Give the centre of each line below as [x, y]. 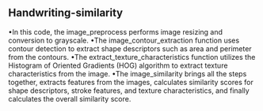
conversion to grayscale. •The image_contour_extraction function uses [124, 40]
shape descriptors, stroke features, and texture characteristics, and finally [129, 91]
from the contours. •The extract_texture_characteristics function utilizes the [132, 57]
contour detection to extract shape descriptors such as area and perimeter [130, 48]
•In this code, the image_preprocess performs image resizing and [116, 31]
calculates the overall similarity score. [70, 98]
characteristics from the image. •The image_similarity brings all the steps [128, 73]
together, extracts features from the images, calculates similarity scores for [131, 82]
